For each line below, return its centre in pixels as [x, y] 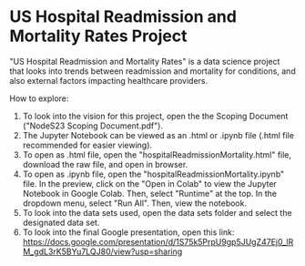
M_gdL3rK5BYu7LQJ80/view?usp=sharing [102, 251]
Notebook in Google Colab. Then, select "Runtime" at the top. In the [150, 193]
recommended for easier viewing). [87, 145]
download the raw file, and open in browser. [105, 164]
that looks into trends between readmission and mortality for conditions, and [152, 71]
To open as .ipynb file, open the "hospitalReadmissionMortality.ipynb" [153, 174]
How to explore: [39, 98]
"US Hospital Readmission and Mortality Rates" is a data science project [145, 61]
